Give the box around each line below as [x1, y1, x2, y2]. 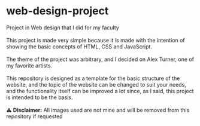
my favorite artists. [6, 62, 53, 69]
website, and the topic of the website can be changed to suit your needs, [6, 81, 187, 88]
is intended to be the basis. [6, 94, 73, 101]
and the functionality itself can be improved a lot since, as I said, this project [6, 87, 194, 94]
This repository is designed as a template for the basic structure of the [6, 75, 180, 82]
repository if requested [6, 112, 63, 120]
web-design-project [6, 4, 109, 18]
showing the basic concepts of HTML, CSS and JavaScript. [6, 43, 153, 50]
